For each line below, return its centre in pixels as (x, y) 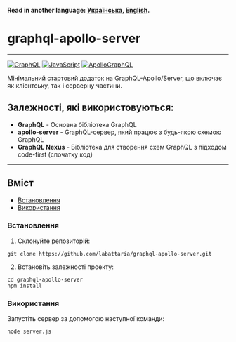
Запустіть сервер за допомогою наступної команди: (86, 319)
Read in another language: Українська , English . (79, 10)
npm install (25, 286)
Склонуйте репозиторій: (54, 241)
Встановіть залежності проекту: (65, 267)
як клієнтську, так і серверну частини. (65, 85)
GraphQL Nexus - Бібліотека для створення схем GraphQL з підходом (122, 147)
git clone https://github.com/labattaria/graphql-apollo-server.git (110, 254)
